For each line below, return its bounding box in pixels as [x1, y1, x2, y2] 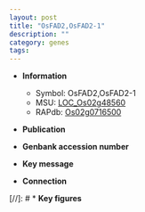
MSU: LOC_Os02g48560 [35, 97, 126, 108]
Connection [21, 175, 67, 187]
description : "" [9, 29, 69, 38]
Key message [21, 159, 74, 169]
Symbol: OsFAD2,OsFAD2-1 [35, 88, 136, 99]
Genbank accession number [21, 142, 129, 152]
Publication [21, 124, 66, 135]
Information [21, 70, 68, 81]
